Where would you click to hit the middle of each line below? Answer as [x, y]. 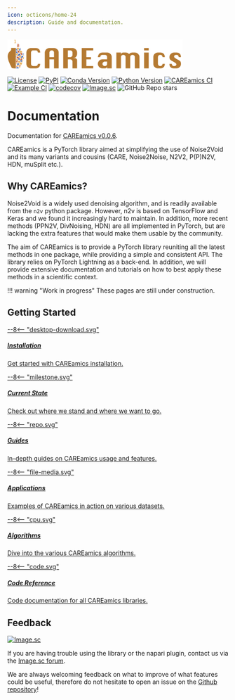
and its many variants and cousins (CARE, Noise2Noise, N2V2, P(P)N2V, [112, 157]
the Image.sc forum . [36, 661]
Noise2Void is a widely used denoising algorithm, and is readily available [112, 203]
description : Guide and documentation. [66, 22]
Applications [26, 488]
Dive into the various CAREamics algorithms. [72, 553]
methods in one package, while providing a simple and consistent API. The [115, 254]
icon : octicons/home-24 [42, 15]
